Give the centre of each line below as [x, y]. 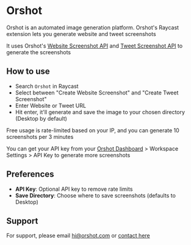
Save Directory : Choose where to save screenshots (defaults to [95, 195]
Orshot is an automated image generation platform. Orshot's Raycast [92, 27]
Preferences [30, 174]
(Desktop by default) [41, 118]
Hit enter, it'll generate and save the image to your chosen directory [100, 112]
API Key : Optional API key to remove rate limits [74, 189]
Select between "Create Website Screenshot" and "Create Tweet [97, 93]
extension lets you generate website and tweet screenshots [81, 34]
